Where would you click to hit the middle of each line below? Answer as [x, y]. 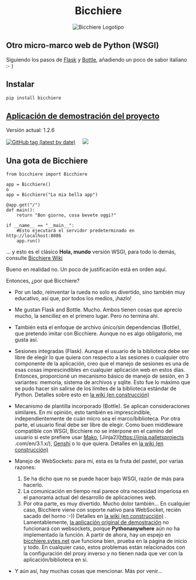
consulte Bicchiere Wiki [35, 258]
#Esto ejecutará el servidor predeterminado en [75, 231]
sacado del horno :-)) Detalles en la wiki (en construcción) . [95, 516]
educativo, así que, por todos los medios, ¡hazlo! [73, 299]
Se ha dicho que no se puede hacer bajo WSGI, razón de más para [104, 479]
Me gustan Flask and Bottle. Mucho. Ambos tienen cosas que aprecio [98, 310]
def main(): [20, 210]
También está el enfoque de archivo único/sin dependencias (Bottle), [98, 327]
